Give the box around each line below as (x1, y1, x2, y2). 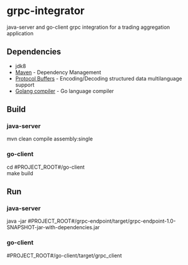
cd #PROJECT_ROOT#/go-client (6, 163, 85, 170)
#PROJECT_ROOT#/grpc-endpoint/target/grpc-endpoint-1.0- (28, 217, 176, 224)
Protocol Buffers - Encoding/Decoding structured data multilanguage (15, 75, 183, 82)
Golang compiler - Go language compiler (15, 87, 114, 95)
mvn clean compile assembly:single (6, 135, 93, 142)
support (15, 81, 35, 88)
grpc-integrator (6, 4, 85, 18)
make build (6, 169, 33, 177)
